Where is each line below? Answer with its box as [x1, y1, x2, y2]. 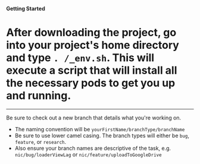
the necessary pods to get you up [6, 77, 176, 90]
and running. [6, 89, 71, 103]
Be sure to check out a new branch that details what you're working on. [6, 114, 182, 121]
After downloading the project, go [6, 26, 177, 39]
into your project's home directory [6, 39, 180, 52]
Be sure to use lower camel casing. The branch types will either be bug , [14, 132, 189, 139]
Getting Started [6, 5, 46, 12]
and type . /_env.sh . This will [6, 51, 155, 65]
